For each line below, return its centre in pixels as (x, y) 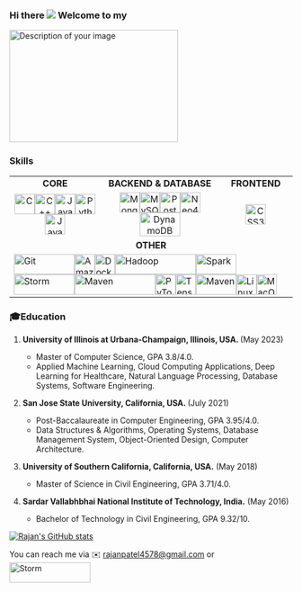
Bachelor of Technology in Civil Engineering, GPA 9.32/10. (142, 518)
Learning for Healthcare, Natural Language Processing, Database (157, 376)
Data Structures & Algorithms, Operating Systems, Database (147, 430)
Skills (22, 161)
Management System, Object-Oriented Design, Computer (142, 439)
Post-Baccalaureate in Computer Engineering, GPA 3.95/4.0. (147, 420)
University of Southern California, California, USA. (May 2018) (140, 466)
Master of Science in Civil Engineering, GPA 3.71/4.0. (133, 484)
